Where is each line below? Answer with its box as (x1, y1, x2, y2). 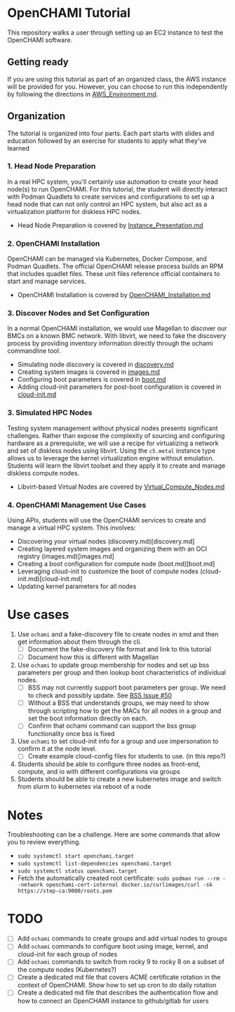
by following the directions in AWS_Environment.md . (7, 89, 159, 98)
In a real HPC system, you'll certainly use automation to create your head (7, 177, 219, 186)
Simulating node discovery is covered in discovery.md (17, 361, 174, 369)
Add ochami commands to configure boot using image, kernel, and (17, 942, 208, 951)
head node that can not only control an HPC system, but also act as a (7, 199, 208, 208)
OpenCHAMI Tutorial (7, 5, 131, 21)
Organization (7, 111, 65, 123)
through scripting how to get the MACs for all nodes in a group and (27, 706, 222, 716)
